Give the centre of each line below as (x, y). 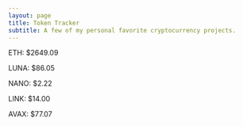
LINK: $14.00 (29, 99)
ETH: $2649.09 (33, 53)
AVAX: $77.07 (31, 114)
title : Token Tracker (44, 23)
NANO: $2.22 (31, 83)
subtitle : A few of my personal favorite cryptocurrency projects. (122, 30)
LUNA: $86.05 (32, 68)
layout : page (30, 15)
